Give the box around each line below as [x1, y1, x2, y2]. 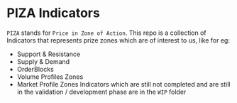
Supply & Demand [16, 57, 70, 65]
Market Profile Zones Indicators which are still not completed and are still [16, 80, 231, 88]
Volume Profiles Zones [16, 72, 84, 81]
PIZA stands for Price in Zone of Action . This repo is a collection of [6, 28, 206, 37]
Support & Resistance [16, 50, 81, 58]
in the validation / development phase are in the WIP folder [16, 87, 187, 96]
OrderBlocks [16, 65, 54, 73]
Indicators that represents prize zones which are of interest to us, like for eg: [6, 36, 230, 44]
